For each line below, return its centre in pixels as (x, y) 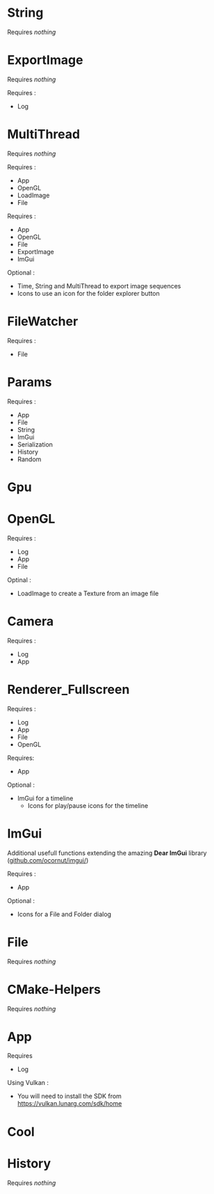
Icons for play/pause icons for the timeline (88, 805)
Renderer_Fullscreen (68, 689)
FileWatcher (43, 322)
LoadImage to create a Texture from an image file (88, 593)
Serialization (35, 444)
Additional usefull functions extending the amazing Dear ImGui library (107, 853)
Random (29, 459)
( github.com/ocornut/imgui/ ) (48, 860)
